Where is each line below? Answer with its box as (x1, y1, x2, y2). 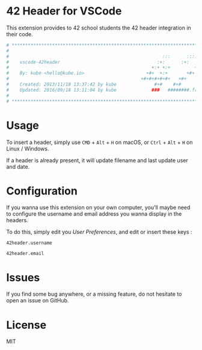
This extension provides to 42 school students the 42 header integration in (6, 24, 191, 31)
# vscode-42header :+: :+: (6, 59, 189, 65)
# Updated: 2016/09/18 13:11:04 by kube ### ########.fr (6, 87, 198, 93)
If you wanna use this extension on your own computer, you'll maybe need (6, 204, 191, 211)
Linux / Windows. (6, 145, 49, 152)
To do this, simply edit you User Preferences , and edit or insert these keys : (6, 228, 192, 236)
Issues (6, 270, 40, 284)
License (6, 318, 47, 332)
